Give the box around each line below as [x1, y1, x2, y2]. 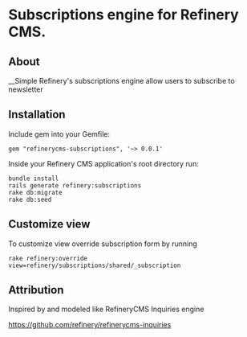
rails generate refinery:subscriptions [8, 181, 142, 190]
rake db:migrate [8, 188, 63, 196]
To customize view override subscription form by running [8, 239, 198, 249]
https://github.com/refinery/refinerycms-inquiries [8, 320, 172, 330]
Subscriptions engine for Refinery [8, 6, 239, 24]
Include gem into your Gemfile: [8, 129, 111, 138]
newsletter [8, 84, 44, 94]
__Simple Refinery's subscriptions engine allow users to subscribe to [8, 76, 235, 85]
